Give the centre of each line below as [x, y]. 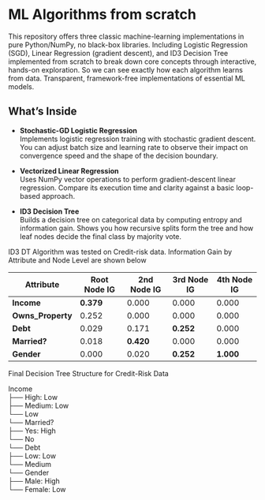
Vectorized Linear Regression [69, 170]
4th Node [235, 279]
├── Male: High [34, 481]
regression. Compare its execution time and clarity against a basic [127, 188]
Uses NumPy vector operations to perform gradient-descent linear [128, 179]
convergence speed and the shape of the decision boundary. [119, 155]
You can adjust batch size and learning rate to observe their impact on [134, 147]
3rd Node [190, 279]
